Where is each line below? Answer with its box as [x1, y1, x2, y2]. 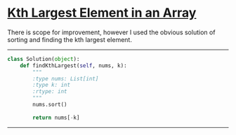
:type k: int [32, 82, 71, 89]
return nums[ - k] [32, 114, 80, 121]
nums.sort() [32, 101, 68, 108]
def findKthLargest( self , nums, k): [20, 62, 128, 69]
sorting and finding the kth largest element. [7, 35, 132, 43]
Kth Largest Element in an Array [7, 5, 197, 21]
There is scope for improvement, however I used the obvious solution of [7, 28, 216, 36]
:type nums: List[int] [32, 75, 99, 82]
